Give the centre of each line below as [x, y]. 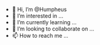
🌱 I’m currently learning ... [44, 22]
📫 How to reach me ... [40, 36]
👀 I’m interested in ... [38, 16]
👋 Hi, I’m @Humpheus [39, 9]
